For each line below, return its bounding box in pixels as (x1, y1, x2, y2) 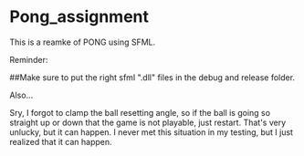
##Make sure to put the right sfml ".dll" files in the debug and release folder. (9, 71, 295, 83)
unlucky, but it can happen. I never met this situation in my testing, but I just (9, 126, 294, 138)
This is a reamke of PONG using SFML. (9, 36, 156, 47)
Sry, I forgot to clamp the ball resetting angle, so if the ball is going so (9, 107, 271, 118)
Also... (9, 89, 34, 100)
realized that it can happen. (9, 136, 112, 147)
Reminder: (9, 54, 48, 65)
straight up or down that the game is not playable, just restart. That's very (9, 117, 287, 128)
